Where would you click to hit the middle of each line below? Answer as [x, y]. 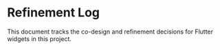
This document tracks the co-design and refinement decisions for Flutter [110, 32]
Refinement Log [54, 13]
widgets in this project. [40, 38]
